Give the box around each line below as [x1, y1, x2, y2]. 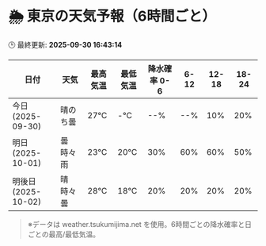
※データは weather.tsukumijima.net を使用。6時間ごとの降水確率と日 [27, 219, 252, 229]
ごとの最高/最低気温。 [27, 229, 101, 239]
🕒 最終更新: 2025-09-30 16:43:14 [8, 40, 123, 49]
